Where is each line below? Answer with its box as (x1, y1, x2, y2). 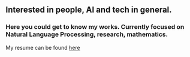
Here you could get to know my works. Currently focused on (5, 23, 185, 31)
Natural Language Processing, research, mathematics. (5, 30, 168, 38)
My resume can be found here (5, 44, 80, 51)
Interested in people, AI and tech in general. (5, 5, 172, 15)
